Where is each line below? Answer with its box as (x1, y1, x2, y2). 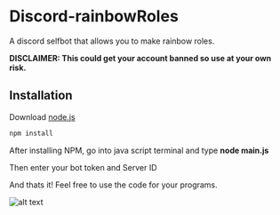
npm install (9, 129, 53, 138)
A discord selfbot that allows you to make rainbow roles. (9, 36, 215, 46)
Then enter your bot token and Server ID (9, 162, 157, 172)
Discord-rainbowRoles (9, 6, 180, 27)
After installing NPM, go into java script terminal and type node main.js (9, 145, 269, 155)
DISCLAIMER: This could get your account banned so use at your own (9, 52, 272, 63)
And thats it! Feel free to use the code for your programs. (9, 179, 218, 190)
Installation (9, 88, 73, 103)
